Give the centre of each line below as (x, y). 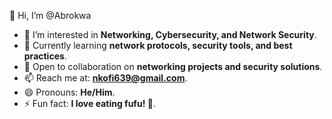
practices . (45, 56)
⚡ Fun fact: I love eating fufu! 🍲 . (89, 103)
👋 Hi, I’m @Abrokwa (50, 15)
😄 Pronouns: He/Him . (69, 92)
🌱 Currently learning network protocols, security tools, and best (158, 45)
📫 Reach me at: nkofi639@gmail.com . (105, 78)
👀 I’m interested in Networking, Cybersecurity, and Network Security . (170, 34)
